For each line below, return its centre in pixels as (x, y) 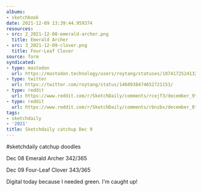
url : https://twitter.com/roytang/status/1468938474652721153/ (92, 85)
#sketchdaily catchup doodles (44, 146)
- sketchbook (23, 17)
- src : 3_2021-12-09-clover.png (47, 46)
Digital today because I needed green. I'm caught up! (72, 182)
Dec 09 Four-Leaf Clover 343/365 (49, 170)
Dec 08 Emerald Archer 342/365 (47, 158)
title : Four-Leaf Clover (43, 51)
